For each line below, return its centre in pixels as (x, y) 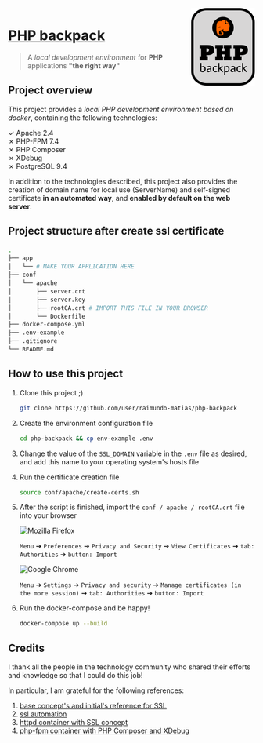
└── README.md (31, 350)
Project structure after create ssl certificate (116, 231)
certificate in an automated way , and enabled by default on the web (119, 198)
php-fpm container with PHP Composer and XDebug (104, 731)
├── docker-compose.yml (47, 325)
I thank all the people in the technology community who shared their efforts (130, 667)
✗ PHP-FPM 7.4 (34, 141)
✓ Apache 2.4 (31, 133)
